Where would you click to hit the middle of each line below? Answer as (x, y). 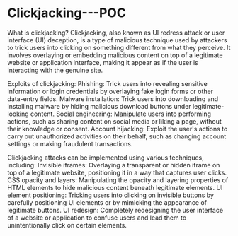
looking (18, 114)
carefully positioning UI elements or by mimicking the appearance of (107, 202)
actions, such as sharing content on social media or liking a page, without (114, 121)
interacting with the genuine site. (55, 70)
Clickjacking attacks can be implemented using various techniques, (106, 158)
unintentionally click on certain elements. (67, 225)
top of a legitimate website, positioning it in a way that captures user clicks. (117, 172)
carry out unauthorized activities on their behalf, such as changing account (117, 136)
